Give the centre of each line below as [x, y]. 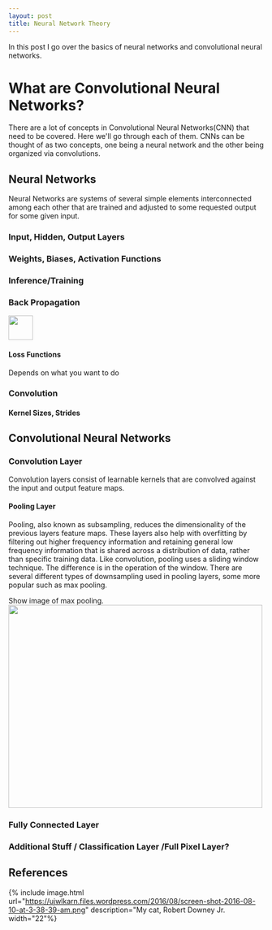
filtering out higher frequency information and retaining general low [121, 542]
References [38, 873]
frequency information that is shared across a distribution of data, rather [129, 550]
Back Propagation [44, 302]
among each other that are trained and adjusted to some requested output [133, 207]
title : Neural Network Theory [60, 24]
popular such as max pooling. [58, 585]
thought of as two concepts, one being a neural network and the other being [136, 145]
